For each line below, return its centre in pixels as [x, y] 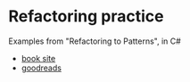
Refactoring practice [86, 16]
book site [38, 58]
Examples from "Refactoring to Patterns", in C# [95, 41]
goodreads [41, 68]
